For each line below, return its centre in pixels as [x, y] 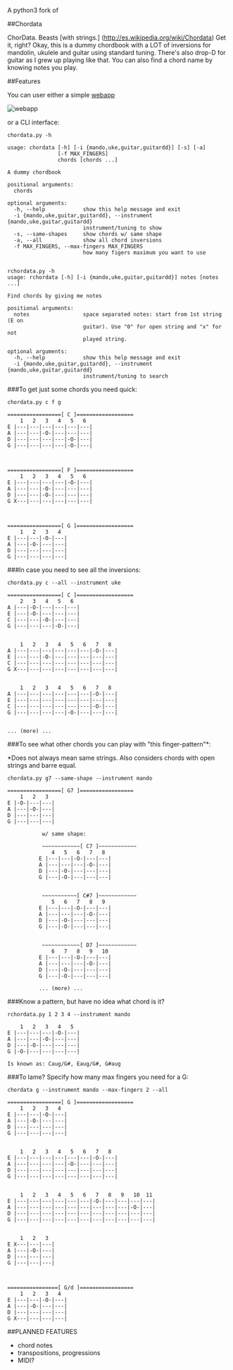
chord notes [35, 1345]
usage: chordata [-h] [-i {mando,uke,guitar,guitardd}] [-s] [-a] [107, 148]
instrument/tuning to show [122, 228]
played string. [105, 339]
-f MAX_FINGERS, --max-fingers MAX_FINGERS [78, 246]
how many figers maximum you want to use [144, 253]
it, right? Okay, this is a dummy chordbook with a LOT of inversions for [109, 45]
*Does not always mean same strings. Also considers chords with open [111, 758]
